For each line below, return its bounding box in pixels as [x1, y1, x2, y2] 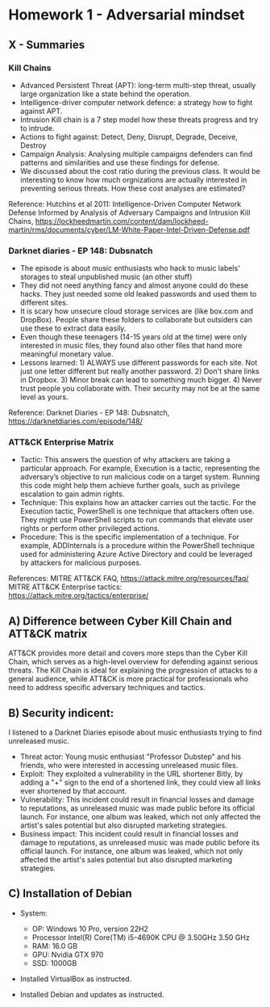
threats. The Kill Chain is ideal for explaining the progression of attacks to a [8, 665, 258, 676]
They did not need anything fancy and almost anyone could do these [19, 280, 249, 290]
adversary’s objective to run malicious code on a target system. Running [19, 472, 260, 482]
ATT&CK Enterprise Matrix [8, 436, 114, 448]
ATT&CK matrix [8, 626, 88, 640]
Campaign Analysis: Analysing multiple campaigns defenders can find [19, 149, 253, 158]
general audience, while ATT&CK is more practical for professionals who [8, 674, 248, 684]
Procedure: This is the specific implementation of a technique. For [19, 532, 239, 542]
